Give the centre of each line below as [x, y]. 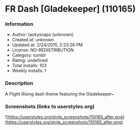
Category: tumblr [29, 55]
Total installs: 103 [29, 65]
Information [19, 24]
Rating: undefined [30, 60]
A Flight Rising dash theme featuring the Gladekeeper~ [60, 94]
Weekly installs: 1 [29, 71]
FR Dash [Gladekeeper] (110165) [70, 9]
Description [19, 83]
